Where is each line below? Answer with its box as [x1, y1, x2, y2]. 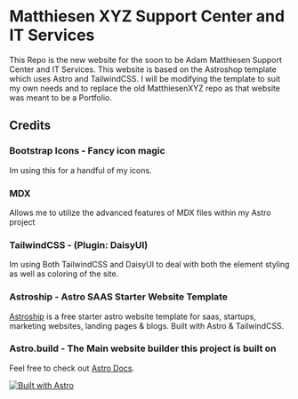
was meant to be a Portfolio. [9, 92, 113, 103]
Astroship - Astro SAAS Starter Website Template [9, 291, 229, 303]
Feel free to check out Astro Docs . [9, 363, 135, 373]
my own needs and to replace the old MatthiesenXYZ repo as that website [9, 83, 280, 93]
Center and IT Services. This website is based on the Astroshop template [9, 64, 278, 75]
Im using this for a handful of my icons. [9, 164, 153, 175]
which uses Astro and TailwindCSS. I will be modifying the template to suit [9, 73, 281, 84]
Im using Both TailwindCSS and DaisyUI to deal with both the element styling [9, 259, 290, 270]
